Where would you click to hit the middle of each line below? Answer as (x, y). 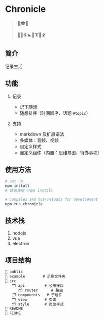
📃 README (14, 309)
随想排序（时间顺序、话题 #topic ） (55, 113)
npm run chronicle (24, 204)
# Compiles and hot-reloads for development (52, 199)
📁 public (14, 272)
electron (21, 243)
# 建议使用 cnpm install (29, 191)
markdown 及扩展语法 (42, 134)
